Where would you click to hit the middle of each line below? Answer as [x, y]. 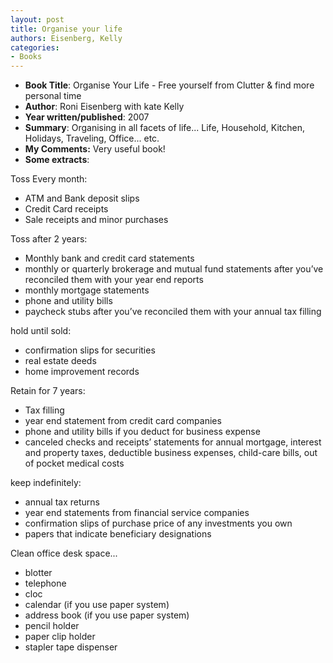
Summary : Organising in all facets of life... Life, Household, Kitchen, [164, 128]
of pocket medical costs [74, 463]
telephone [45, 583]
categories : [35, 47]
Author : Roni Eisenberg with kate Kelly [104, 107]
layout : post [37, 19]
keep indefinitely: [46, 483]
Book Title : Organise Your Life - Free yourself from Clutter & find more [169, 85]
